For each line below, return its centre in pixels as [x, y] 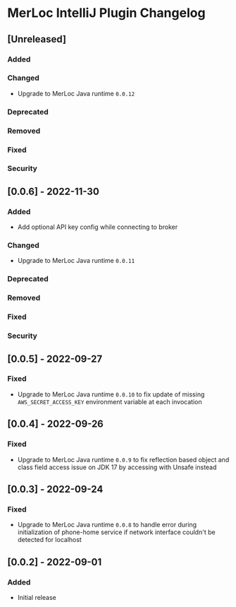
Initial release [37, 597]
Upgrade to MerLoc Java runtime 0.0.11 [76, 261]
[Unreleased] [37, 39]
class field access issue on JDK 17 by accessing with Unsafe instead [117, 467]
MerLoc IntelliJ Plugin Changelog [106, 13]
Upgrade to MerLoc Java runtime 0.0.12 [76, 93]
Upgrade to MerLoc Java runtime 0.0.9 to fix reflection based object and [123, 459]
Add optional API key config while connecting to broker [98, 227]
